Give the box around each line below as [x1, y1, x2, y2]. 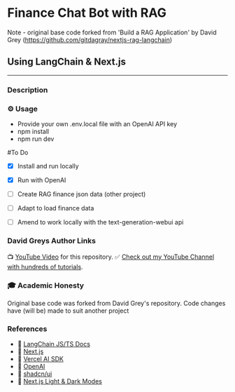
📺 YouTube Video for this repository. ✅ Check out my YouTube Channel [7, 252, 215, 261]
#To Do [7, 148, 29, 156]
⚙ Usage [7, 104, 38, 114]
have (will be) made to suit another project [7, 306, 129, 315]
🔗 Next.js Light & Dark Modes [17, 377, 103, 386]
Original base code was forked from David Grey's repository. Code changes [7, 299, 226, 307]
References [7, 324, 48, 334]
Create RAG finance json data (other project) [17, 190, 146, 198]
